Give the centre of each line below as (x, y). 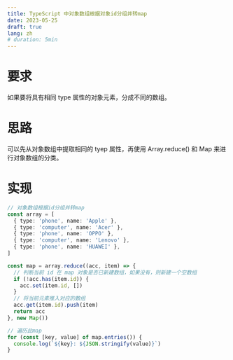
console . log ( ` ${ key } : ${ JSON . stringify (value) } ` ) (87, 344)
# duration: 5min (33, 40)
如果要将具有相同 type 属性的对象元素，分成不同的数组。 (89, 97)
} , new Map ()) (28, 318)
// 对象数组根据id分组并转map (46, 207)
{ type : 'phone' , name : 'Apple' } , (65, 221)
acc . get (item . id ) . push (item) (56, 305)
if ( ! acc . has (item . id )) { (51, 279)
